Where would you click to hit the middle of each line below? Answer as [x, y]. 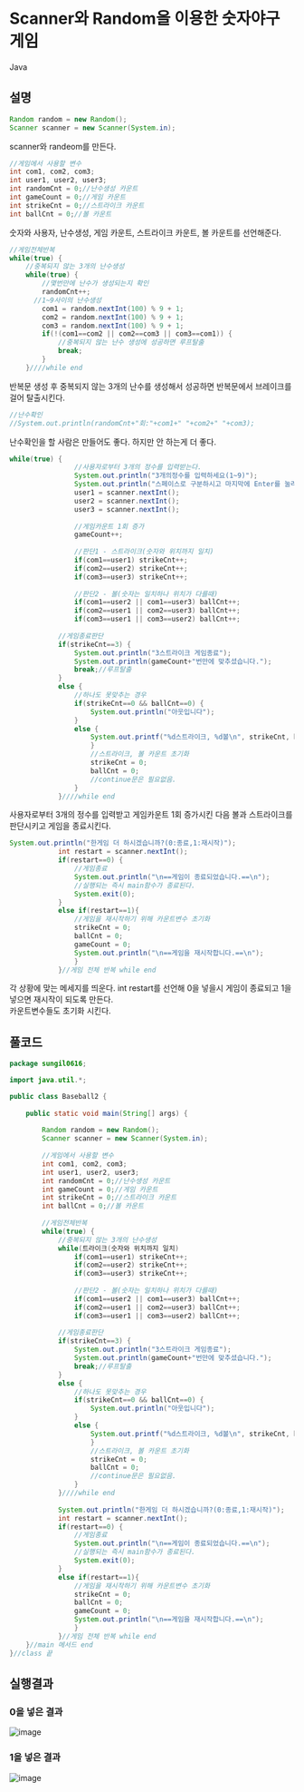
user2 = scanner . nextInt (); [127, 501]
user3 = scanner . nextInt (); [127, 509]
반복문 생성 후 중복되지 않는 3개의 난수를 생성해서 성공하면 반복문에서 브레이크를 [151, 386]
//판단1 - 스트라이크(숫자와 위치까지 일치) [144, 552]
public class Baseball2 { [58, 1096]
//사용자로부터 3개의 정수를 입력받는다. [138, 467]
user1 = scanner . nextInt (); [127, 493]
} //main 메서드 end [59, 1645]
